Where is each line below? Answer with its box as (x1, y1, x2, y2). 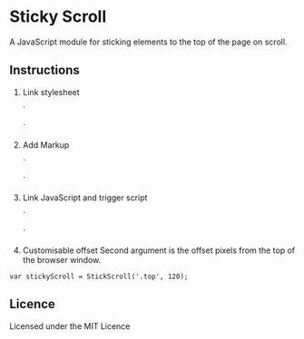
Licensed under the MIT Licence (9, 320, 131, 332)
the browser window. (22, 254, 102, 265)
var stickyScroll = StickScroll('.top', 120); (9, 272, 189, 281)
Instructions (9, 63, 80, 78)
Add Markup (22, 139, 70, 150)
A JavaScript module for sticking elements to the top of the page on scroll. (9, 36, 288, 47)
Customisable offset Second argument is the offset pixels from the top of (22, 245, 296, 256)
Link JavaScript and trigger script (22, 192, 148, 203)
